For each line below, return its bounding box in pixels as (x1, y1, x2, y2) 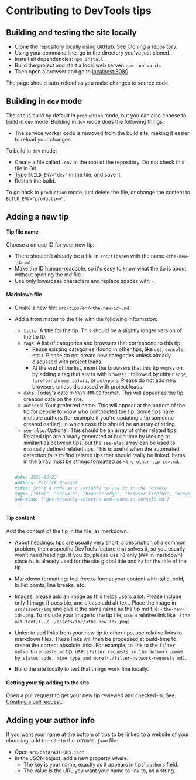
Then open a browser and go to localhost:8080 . (14, 68, 130, 75)
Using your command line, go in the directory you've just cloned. (14, 49, 171, 56)
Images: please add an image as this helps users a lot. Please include (14, 593, 182, 600)
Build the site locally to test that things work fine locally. (14, 665, 149, 673)
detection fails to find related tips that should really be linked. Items (23, 451, 185, 458)
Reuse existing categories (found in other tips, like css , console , (32, 345, 185, 353)
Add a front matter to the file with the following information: (14, 315, 158, 322)
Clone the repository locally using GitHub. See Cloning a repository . (14, 43, 178, 50)
